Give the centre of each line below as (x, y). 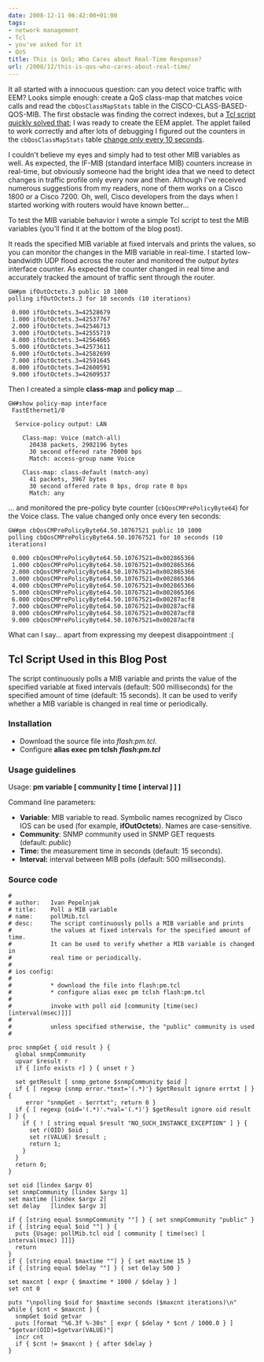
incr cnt (29, 1337)
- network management (44, 30)
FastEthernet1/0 (38, 410)
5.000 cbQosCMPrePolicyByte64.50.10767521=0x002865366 (103, 592)
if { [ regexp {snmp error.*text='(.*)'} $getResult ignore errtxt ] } (135, 1089)
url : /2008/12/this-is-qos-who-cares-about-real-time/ (100, 67)
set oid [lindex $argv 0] (50, 1186)
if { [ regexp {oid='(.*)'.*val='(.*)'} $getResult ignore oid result (133, 1110)
